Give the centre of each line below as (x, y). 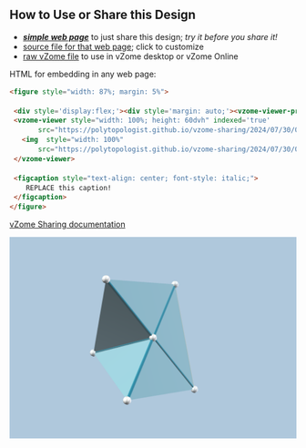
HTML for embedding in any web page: (83, 74)
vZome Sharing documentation (67, 224)
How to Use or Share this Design (102, 15)
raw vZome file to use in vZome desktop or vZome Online (130, 56)
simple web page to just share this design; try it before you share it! (150, 36)
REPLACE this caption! (69, 188)
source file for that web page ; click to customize (113, 46)
